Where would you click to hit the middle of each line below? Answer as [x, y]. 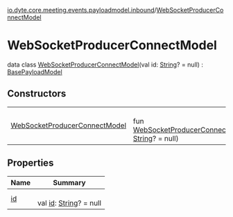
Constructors [37, 94]
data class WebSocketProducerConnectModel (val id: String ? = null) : [105, 64]
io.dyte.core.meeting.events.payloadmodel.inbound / [82, 10]
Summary [69, 182]
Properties [31, 163]
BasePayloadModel [35, 71]
